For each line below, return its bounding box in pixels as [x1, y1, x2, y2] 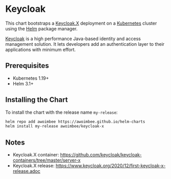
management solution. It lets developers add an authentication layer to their [5, 41, 165, 47]
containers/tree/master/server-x [12, 157, 81, 164]
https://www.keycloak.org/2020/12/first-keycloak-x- [55, 163, 166, 169]
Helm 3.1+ [12, 80, 34, 86]
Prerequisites [5, 61, 49, 70]
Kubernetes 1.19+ [12, 75, 49, 81]
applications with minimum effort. [5, 46, 76, 52]
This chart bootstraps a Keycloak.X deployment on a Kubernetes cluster [5, 20, 157, 26]
